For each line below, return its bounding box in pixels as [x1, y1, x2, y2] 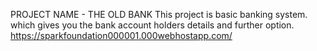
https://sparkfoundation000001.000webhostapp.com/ [10, 30, 233, 41]
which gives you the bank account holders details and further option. [10, 19, 295, 31]
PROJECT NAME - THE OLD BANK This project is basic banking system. [10, 9, 308, 20]
